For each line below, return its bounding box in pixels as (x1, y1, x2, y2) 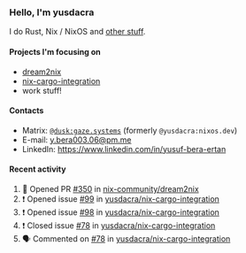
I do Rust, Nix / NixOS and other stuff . (9, 27, 146, 37)
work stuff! (21, 85, 62, 96)
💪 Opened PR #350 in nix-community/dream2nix (21, 183, 199, 194)
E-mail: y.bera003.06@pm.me (21, 134, 132, 145)
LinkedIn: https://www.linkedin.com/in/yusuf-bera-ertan (21, 143, 227, 154)
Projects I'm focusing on (9, 46, 101, 57)
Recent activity (9, 164, 66, 174)
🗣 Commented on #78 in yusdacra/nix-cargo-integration (21, 233, 231, 244)
